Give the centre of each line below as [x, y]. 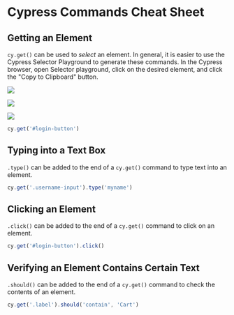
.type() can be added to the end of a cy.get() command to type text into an [117, 167]
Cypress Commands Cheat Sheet [106, 12]
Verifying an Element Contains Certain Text [104, 268]
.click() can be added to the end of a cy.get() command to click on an [111, 226]
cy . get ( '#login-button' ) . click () [56, 246]
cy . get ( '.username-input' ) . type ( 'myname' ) [70, 187]
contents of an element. [41, 292]
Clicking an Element [52, 209]
